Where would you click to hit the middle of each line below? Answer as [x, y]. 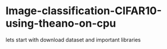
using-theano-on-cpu [61, 23]
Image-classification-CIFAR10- [83, 11]
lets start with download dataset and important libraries [73, 40]
